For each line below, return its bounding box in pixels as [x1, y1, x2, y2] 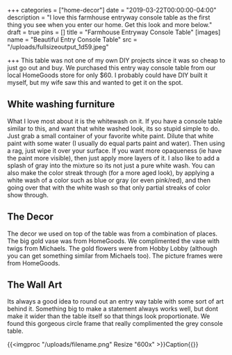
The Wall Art [7, 279, 63, 291]
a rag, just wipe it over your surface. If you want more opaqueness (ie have [7, 146, 222, 155]
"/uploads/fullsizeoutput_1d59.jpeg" [7, 43, 109, 51]
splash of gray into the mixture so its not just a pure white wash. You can [7, 161, 215, 170]
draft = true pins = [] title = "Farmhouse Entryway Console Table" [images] [7, 28, 221, 36]
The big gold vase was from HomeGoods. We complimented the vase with [7, 236, 220, 245]
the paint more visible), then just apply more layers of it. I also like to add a [7, 154, 220, 162]
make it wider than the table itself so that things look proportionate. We [7, 312, 210, 320]
